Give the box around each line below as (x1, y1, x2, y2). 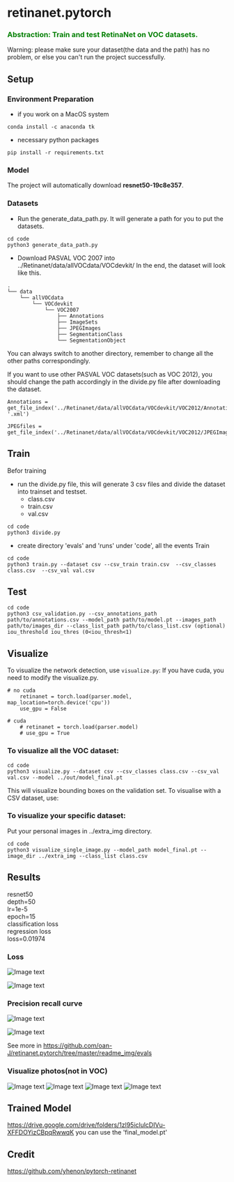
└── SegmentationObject (56, 337, 127, 344)
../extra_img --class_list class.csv (38, 852, 148, 859)
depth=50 (7, 897, 36, 906)
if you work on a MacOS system (17, 110, 109, 119)
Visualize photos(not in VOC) (7, 1066, 108, 1076)
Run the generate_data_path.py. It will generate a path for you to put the (17, 214, 224, 222)
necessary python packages (17, 136, 100, 144)
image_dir (7, 852, 36, 859)
